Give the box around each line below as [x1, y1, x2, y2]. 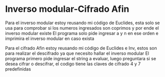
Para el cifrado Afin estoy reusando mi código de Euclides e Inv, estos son [5, 45, 158, 51]
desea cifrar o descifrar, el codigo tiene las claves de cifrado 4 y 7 [5, 61, 141, 67]
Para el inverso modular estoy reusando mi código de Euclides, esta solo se [5, 20, 160, 26]
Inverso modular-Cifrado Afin [5, 3, 130, 15]
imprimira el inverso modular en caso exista [5, 36, 94, 41]
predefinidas [5, 66, 31, 72]
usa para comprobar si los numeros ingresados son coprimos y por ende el [5, 25, 159, 31]
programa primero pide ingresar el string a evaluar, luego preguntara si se [5, 55, 157, 61]
